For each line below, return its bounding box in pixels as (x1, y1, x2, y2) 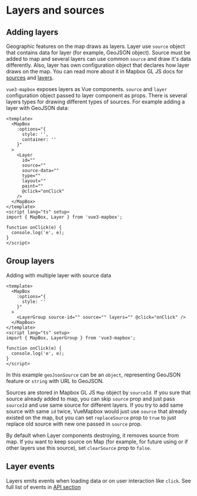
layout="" (21, 178, 46, 184)
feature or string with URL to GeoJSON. (6, 377, 104, 384)
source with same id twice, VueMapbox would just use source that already (6, 407, 188, 414)
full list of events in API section (6, 483, 81, 491)
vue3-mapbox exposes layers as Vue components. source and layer (6, 86, 168, 92)
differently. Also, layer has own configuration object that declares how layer (6, 61, 190, 69)
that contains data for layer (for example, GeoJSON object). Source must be (6, 49, 191, 56)
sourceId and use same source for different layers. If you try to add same (6, 401, 184, 409)
